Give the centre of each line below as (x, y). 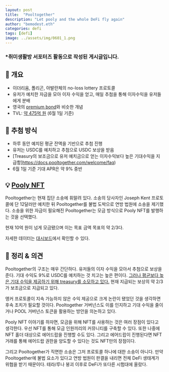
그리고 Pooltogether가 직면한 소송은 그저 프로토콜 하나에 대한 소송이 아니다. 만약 (84, 352)
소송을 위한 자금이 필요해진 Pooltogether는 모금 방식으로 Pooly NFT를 (81, 211)
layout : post (19, 10)
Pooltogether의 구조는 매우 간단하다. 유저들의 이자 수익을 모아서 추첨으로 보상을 (84, 269)
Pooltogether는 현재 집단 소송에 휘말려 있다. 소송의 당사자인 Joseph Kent (78, 198)
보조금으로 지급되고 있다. (35, 288)
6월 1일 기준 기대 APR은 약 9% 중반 (47, 169)
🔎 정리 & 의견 (24, 256)
